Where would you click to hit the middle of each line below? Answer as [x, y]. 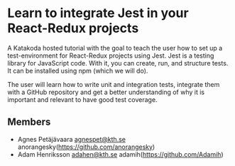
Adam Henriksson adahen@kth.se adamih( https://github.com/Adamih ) [120, 154]
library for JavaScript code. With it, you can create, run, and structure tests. [118, 63]
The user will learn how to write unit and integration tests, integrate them [114, 84]
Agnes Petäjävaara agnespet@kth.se [72, 139]
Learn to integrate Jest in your [98, 13]
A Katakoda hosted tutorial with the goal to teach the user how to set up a [115, 48]
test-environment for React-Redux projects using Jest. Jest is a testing [111, 56]
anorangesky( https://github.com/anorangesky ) [86, 147]
